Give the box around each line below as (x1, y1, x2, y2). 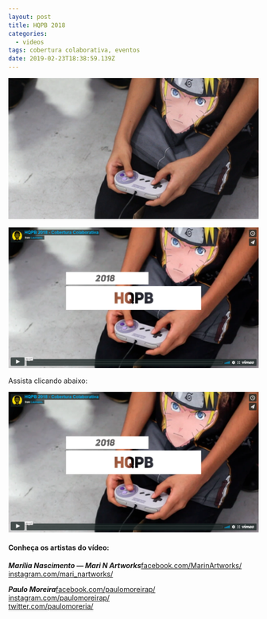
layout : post (8, 13, 52, 21)
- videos (15, 38, 44, 46)
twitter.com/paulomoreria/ (8, 601, 94, 611)
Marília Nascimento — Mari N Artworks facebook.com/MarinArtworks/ (8, 560, 242, 570)
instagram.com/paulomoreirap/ (8, 593, 110, 602)
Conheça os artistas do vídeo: (8, 543, 110, 552)
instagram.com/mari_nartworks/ (8, 569, 114, 578)
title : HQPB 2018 (8, 21, 66, 29)
